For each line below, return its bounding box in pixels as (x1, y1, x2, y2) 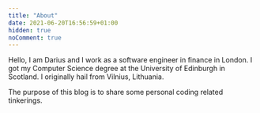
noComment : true (8, 33, 62, 42)
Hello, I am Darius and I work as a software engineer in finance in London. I (8, 55, 253, 65)
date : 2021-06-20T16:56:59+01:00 (8, 19, 119, 27)
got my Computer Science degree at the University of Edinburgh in (8, 64, 225, 73)
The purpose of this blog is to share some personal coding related (8, 88, 224, 97)
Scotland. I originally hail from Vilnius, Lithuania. (8, 72, 164, 81)
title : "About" (8, 11, 58, 20)
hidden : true (8, 26, 51, 34)
